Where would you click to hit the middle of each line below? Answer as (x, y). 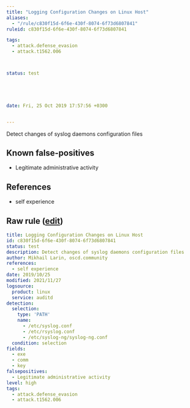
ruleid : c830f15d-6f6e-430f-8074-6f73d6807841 (67, 29)
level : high (21, 383)
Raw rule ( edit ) (35, 221)
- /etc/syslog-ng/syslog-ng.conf (65, 337)
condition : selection (39, 343)
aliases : (17, 18)
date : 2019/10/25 (28, 275)
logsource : (20, 286)
